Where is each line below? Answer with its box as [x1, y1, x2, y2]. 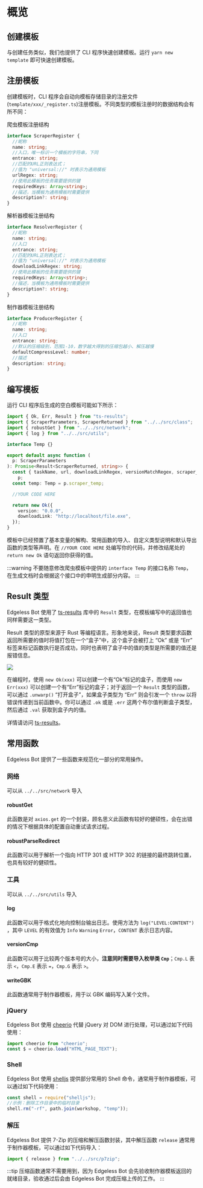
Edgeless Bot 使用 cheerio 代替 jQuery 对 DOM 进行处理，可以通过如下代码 [7, 1020, 193, 1028]
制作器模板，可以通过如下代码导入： [11, 1144, 102, 1151]
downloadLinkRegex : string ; [12, 264, 83, 270]
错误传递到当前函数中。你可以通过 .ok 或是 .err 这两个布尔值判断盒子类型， [7, 698, 195, 705]
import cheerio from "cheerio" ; [7, 1040, 88, 1046]
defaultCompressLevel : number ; [12, 349, 91, 355]
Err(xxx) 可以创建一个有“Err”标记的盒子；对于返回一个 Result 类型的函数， [7, 683, 193, 690]
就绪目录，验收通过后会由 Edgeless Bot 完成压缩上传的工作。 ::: [7, 1175, 165, 1183]
